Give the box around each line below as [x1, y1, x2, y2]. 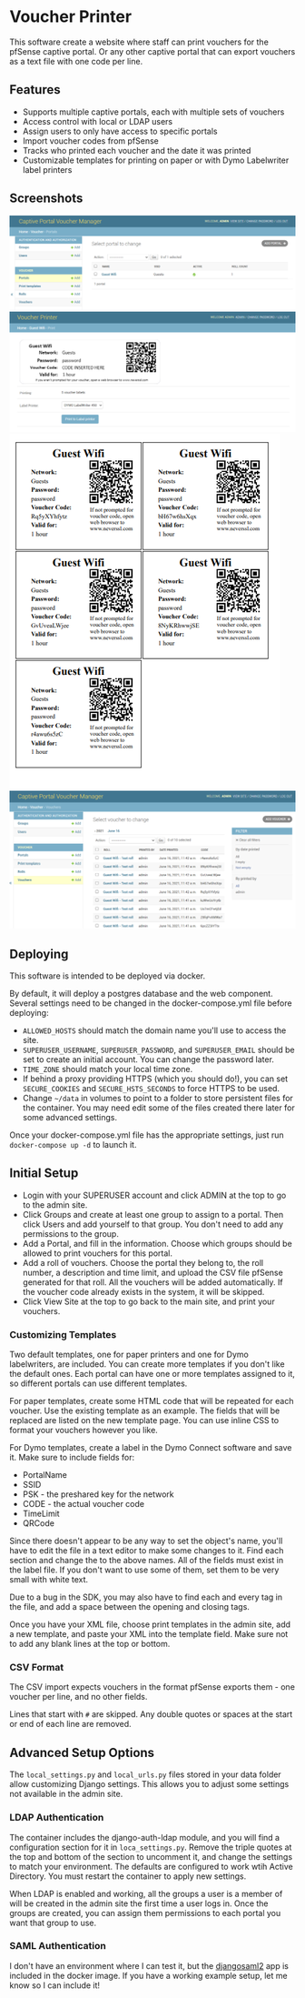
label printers [22, 164, 73, 175]
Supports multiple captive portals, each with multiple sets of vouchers [22, 106, 285, 117]
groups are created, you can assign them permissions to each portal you [9, 1907, 281, 1918]
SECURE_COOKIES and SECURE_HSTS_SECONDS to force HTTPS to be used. [22, 1083, 280, 1093]
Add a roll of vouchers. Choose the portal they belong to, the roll [22, 1257, 264, 1268]
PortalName [22, 1470, 68, 1481]
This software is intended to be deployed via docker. [9, 970, 206, 981]
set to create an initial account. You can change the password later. [22, 1054, 275, 1065]
